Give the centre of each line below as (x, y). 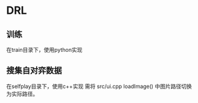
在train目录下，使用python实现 (44, 50)
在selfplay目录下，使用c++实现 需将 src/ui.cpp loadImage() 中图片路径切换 (99, 86)
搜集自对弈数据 (34, 71)
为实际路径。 (22, 93)
